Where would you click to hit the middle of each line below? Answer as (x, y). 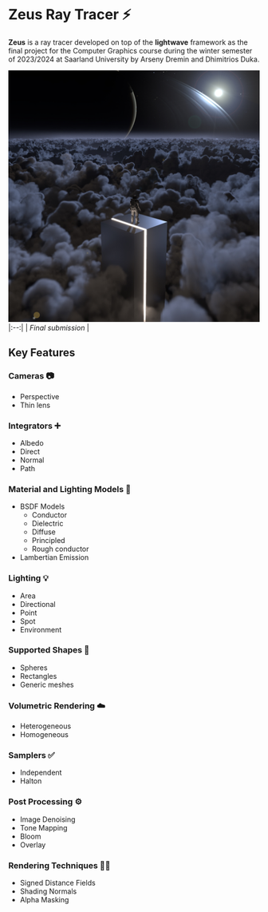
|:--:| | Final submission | (49, 327)
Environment (41, 629)
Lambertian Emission (54, 557)
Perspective (39, 396)
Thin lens (35, 405)
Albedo (32, 442)
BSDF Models (42, 506)
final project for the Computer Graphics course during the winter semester (130, 50)
